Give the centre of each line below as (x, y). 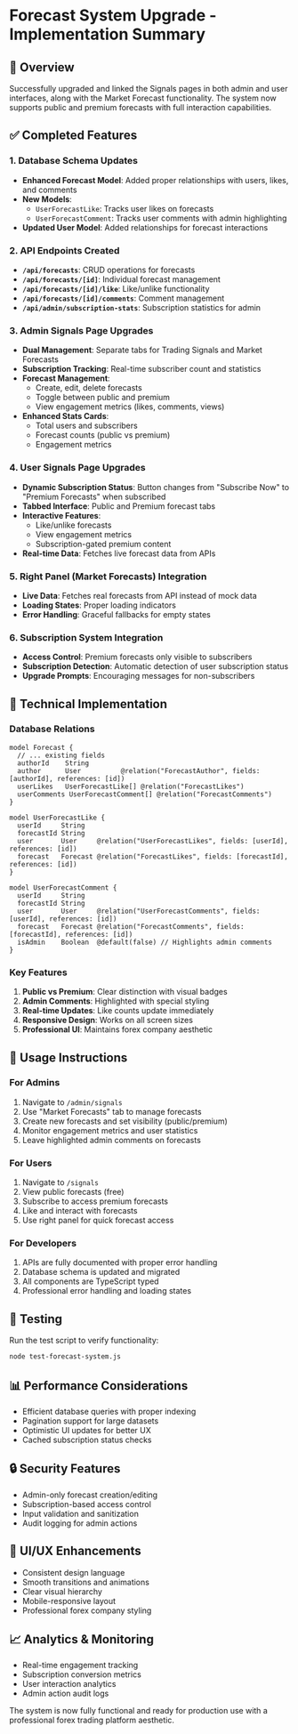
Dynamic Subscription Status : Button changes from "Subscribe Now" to (156, 487)
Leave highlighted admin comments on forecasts (112, 1140)
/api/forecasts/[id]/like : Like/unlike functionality (116, 288)
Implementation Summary (108, 34)
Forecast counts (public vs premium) (103, 435)
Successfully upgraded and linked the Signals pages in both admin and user (149, 89)
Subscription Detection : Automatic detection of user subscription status (155, 666)
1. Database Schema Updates (73, 161)
